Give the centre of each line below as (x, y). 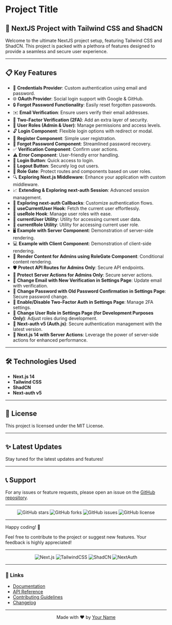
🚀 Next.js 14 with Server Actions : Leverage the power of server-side (85, 334)
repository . (17, 498)
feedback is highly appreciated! (39, 543)
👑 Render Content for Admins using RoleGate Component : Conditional (88, 256)
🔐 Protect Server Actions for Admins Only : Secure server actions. (83, 275)
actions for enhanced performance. (50, 340)
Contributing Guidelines (38, 597)
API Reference (28, 592)
